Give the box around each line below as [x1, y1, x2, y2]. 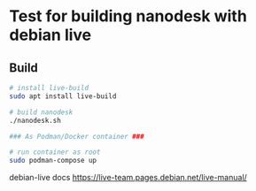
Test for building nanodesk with [9, 6, 248, 27]
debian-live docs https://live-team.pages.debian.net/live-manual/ [9, 172, 248, 183]
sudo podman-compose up [9, 157, 97, 165]
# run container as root [9, 148, 101, 157]
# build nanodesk [9, 108, 74, 117]
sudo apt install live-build [9, 91, 117, 101]
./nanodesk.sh [9, 116, 62, 125]
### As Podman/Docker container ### [9, 132, 144, 141]
